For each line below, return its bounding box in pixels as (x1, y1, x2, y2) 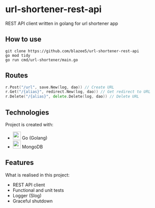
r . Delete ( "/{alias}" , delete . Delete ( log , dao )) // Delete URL (5, 94, 139, 99)
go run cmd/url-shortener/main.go (5, 57, 79, 62)
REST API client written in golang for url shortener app (5, 20, 118, 26)
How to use (5, 35, 42, 44)
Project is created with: (5, 122, 54, 127)
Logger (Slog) (12, 192, 42, 198)
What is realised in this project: (5, 171, 70, 178)
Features (5, 158, 34, 167)
